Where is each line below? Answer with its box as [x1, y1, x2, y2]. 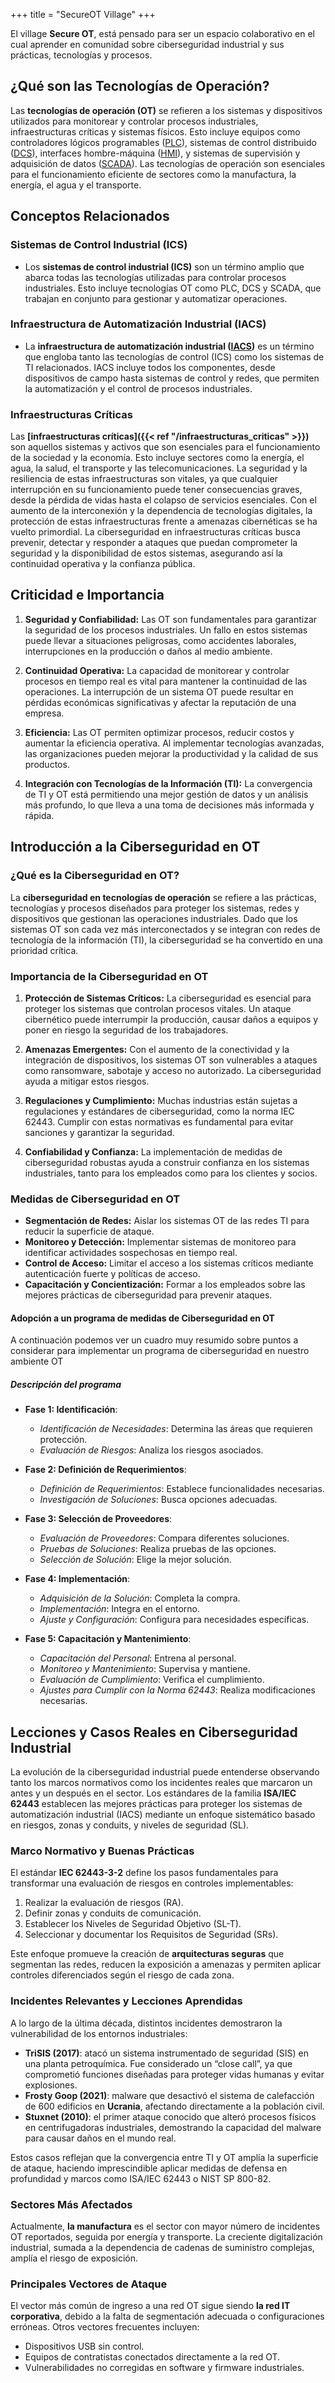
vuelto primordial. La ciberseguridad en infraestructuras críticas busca [10, 526, 301, 538]
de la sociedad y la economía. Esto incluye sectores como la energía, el [10, 452, 305, 464]
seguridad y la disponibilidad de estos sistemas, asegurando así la [10, 547, 283, 559]
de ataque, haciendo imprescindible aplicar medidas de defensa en [10, 2162, 288, 2174]
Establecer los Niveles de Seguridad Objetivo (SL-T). [24, 1918, 242, 1930]
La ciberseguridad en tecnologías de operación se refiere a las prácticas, [10, 891, 317, 903]
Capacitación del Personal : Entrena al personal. [39, 1652, 237, 1664]
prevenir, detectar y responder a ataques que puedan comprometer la [10, 537, 298, 549]
